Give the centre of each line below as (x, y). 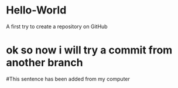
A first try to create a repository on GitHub (57, 26)
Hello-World (36, 10)
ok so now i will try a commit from (89, 50)
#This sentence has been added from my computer (68, 79)
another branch (44, 63)
